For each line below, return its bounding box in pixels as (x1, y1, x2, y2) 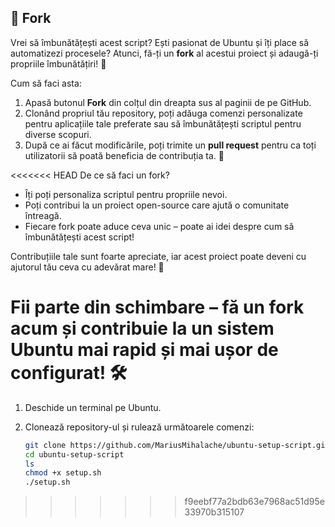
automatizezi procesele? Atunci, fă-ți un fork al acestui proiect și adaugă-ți (10, 47, 319, 59)
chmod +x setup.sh (24, 468, 102, 478)
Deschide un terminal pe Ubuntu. (24, 401, 162, 413)
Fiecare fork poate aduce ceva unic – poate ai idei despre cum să (24, 220, 295, 232)
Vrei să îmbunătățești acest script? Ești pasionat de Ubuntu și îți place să (10, 36, 310, 48)
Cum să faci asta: (10, 77, 82, 89)
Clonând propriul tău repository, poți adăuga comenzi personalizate (24, 107, 303, 119)
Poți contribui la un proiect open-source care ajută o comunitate (24, 199, 290, 211)
